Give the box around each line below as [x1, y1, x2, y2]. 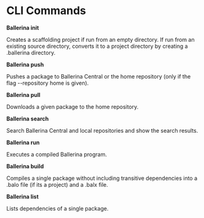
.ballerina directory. [6, 49, 56, 56]
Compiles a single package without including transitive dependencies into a [6, 174, 198, 182]
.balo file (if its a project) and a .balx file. [6, 181, 109, 188]
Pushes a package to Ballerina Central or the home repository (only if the [6, 72, 191, 80]
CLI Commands [6, 4, 87, 18]
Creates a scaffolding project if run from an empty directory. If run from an [6, 36, 195, 43]
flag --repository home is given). [6, 79, 89, 87]
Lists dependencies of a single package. [6, 204, 109, 212]
